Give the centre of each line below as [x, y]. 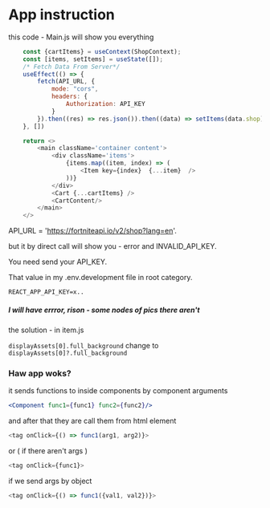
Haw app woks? [40, 373]
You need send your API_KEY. [58, 262]
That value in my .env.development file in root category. [100, 278]
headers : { [70, 97]
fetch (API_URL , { [66, 82]
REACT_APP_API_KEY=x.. [46, 292]
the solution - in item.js [46, 330]
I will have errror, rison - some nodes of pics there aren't [104, 310]
